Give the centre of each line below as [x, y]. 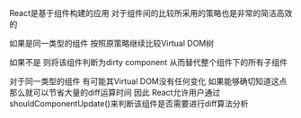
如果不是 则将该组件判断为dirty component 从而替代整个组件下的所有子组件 [148, 62]
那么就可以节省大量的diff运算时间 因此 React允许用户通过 [115, 93]
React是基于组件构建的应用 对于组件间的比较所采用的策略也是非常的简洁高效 [151, 13]
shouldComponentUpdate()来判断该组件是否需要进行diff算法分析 [129, 104]
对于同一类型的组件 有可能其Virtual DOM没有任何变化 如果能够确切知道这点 [148, 81]
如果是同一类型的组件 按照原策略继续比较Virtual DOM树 [111, 43]
